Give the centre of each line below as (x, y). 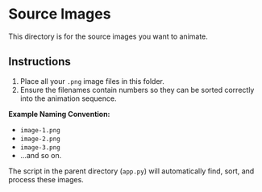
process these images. (46, 179)
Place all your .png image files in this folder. (92, 81)
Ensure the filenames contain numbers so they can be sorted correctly (137, 90)
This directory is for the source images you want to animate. (108, 36)
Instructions (40, 62)
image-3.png (40, 147)
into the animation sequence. (68, 98)
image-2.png (40, 139)
